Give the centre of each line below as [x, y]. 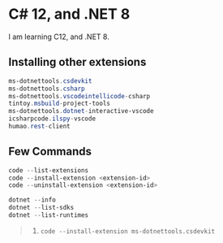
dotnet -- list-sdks [41, 208]
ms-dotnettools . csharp [47, 89]
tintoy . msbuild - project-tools [60, 104]
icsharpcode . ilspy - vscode [52, 119]
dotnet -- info [32, 200]
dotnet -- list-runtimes [49, 215]
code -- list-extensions [49, 170]
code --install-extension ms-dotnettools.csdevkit [128, 231]
